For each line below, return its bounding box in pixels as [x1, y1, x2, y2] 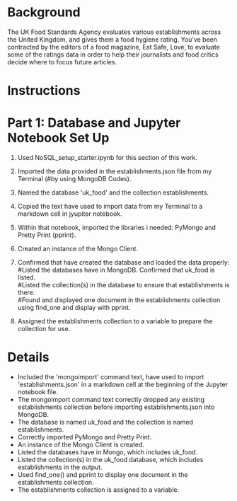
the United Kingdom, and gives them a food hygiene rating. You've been [7, 35, 218, 43]
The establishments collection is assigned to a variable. [17, 485, 180, 494]
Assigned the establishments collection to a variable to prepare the [17, 317, 213, 326]
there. [17, 288, 35, 297]
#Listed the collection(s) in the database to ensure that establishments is [17, 281, 230, 289]
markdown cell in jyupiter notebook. [17, 209, 122, 218]
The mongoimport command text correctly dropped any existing [17, 396, 205, 403]
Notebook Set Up [7, 130, 110, 146]
